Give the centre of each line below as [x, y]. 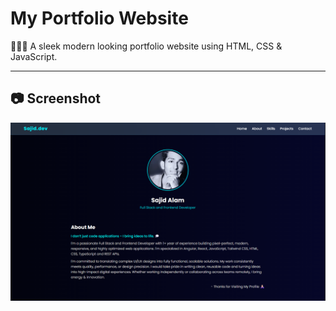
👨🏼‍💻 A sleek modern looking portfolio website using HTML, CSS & [146, 46]
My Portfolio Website [99, 18]
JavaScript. [34, 56]
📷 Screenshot [56, 98]
